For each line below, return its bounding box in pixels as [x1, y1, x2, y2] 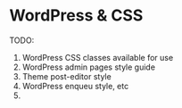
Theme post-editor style [21, 71, 112, 81]
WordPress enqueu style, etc [21, 80, 129, 91]
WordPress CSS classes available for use [21, 52, 174, 62]
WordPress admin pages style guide [21, 62, 156, 72]
